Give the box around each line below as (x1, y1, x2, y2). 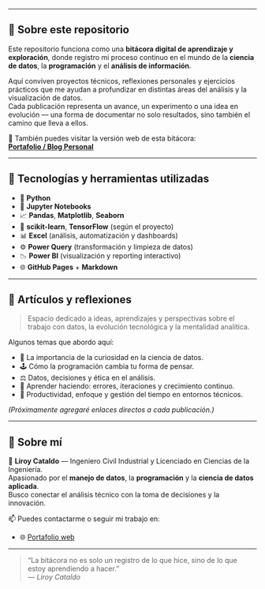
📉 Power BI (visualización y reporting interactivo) (19, 250, 181, 261)
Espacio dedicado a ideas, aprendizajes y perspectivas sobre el (27, 313, 235, 324)
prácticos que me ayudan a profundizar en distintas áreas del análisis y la (8, 84, 247, 94)
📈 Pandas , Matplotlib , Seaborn (19, 210, 125, 219)
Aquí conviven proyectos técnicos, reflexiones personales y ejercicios (8, 76, 235, 85)
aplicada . (8, 482, 39, 491)
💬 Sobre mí (8, 435, 62, 448)
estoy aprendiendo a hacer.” (27, 564, 120, 573)
